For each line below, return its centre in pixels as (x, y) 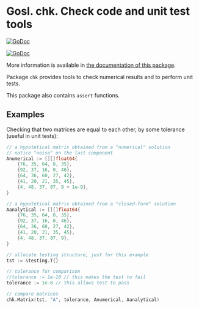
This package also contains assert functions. (63, 95)
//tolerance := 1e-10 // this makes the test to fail (76, 277)
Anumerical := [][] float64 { (42, 158)
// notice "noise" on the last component (60, 153)
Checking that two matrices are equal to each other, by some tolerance (96, 129)
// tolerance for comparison (43, 272)
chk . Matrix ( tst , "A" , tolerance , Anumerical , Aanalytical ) (83, 299)
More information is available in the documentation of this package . (91, 65)
